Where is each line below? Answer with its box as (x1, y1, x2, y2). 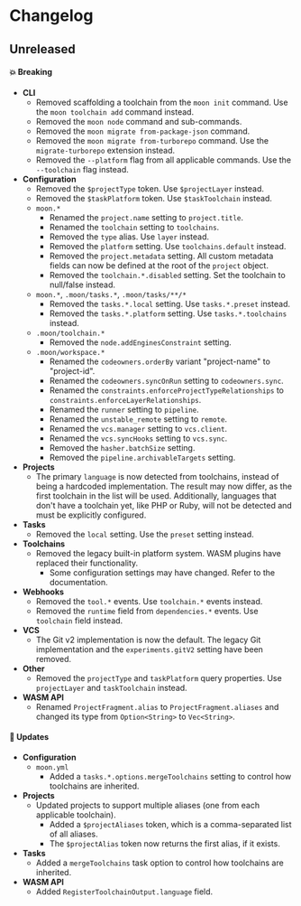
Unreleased (9, 42, 77, 57)
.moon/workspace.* (35, 348, 105, 357)
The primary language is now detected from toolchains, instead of (35, 471, 279, 481)
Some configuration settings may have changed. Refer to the (49, 566, 276, 578)
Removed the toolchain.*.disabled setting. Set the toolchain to (49, 269, 286, 280)
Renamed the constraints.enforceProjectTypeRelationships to (49, 385, 284, 396)
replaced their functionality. (35, 557, 139, 568)
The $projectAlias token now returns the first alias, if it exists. (49, 837, 281, 849)
